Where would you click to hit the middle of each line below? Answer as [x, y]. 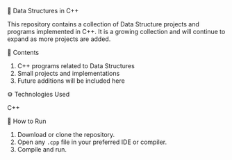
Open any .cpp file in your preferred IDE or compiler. [92, 142]
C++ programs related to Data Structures [76, 66]
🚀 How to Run [27, 121]
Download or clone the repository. [66, 135]
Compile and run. [42, 149]
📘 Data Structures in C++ [43, 11]
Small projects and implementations [68, 73]
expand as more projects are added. [59, 39]
